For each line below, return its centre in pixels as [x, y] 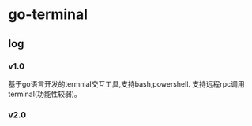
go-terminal [48, 15]
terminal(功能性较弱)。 [45, 94]
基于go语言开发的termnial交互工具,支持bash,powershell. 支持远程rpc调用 [126, 83]
